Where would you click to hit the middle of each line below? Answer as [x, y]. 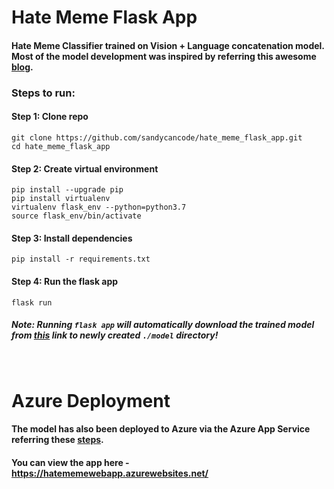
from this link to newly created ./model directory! [115, 335]
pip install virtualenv [61, 199]
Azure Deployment [91, 400]
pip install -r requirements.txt [81, 259]
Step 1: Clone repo [50, 117]
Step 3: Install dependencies [72, 238]
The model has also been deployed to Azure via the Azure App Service [161, 429]
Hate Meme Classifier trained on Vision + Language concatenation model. [168, 45]
